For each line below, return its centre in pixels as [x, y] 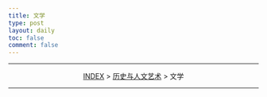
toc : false [26, 38]
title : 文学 [27, 16]
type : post [26, 23]
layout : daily [32, 30]
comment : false [33, 45]
